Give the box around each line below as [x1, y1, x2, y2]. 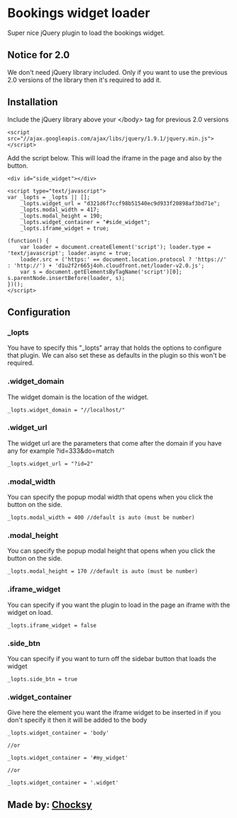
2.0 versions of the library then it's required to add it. [7, 75, 162, 84]
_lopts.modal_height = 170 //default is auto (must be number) [7, 568, 199, 575]
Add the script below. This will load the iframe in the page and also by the [7, 154, 222, 162]
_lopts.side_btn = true [7, 676, 78, 683]
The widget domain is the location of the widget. [7, 392, 149, 401]
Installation [7, 96, 58, 108]
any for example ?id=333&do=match [7, 446, 115, 455]
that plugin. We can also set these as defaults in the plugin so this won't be [7, 351, 226, 360]
